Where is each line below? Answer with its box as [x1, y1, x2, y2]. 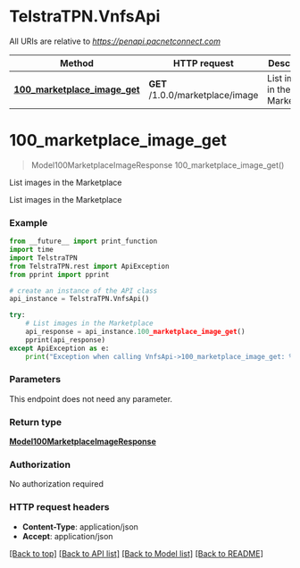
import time [9, 246, 54, 255]
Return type [9, 415, 62, 428]
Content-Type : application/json [21, 521, 138, 532]
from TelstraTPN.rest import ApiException [9, 262, 170, 271]
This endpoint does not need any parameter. [9, 393, 172, 404]
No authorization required [9, 479, 104, 489]
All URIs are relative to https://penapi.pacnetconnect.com [9, 36, 221, 46]
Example [9, 216, 48, 229]
